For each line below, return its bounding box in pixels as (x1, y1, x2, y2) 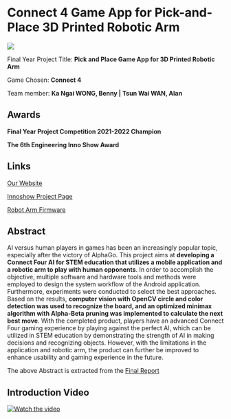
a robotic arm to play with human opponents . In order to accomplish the (7, 266, 214, 274)
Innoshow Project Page (7, 192, 73, 200)
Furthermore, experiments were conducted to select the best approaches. (7, 288, 217, 296)
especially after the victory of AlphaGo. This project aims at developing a (7, 251, 214, 259)
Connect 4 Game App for (7, 5, 153, 21)
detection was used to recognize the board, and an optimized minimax (7, 302, 212, 310)
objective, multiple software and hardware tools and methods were (7, 273, 197, 281)
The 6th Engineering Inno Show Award (7, 140, 120, 149)
